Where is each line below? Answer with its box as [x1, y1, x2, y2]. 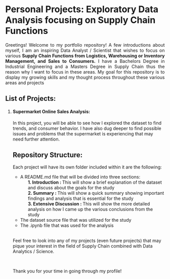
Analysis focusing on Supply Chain [5, 14, 156, 26]
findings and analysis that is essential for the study [27, 195, 134, 201]
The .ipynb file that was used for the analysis [20, 222, 114, 229]
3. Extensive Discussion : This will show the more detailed [27, 201, 150, 207]
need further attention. [12, 136, 60, 142]
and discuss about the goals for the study [27, 185, 115, 191]
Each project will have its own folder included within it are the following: [12, 164, 162, 170]
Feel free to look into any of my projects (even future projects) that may [12, 237, 161, 244]
